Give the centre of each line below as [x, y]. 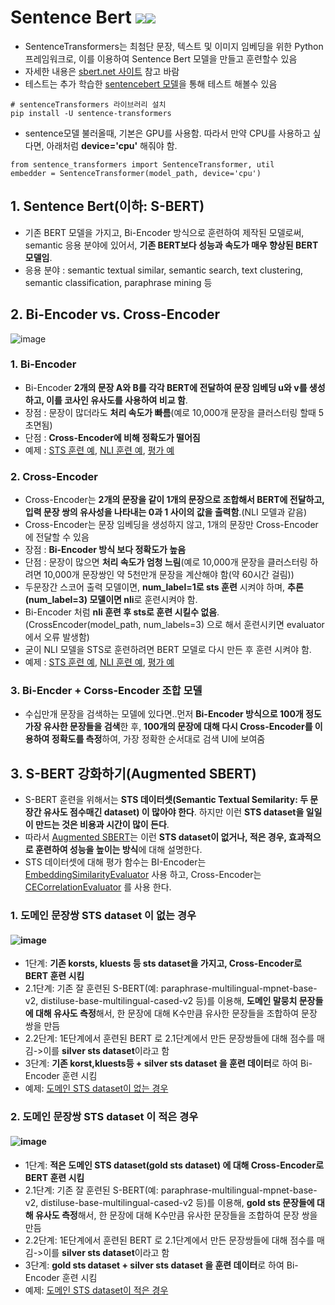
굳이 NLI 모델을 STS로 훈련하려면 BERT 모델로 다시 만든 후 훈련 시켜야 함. [168, 650]
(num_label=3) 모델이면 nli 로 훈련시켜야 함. [111, 600]
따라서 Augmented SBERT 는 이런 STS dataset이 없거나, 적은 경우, [155, 837]
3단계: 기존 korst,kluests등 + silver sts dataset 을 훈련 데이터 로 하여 [161, 1063]
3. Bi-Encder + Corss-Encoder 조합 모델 [106, 691]
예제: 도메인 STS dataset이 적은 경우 [96, 1290]
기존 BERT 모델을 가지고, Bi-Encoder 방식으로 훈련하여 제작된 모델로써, [164, 232]
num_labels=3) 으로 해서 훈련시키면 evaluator [234, 625]
